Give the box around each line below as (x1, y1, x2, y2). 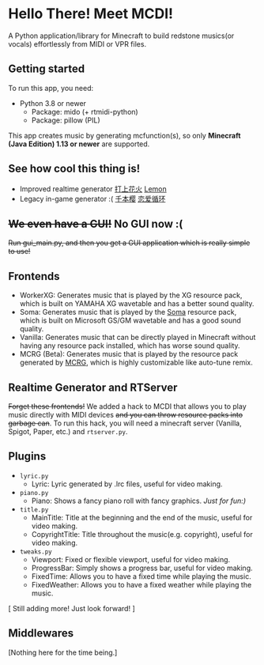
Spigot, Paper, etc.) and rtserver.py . (8, 427, 128, 436)
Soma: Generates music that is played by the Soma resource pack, (19, 308, 237, 317)
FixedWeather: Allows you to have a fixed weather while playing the (31, 580, 252, 589)
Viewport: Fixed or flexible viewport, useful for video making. (31, 554, 231, 564)
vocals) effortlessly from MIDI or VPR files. (8, 39, 147, 48)
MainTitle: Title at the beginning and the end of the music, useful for (31, 512, 253, 522)
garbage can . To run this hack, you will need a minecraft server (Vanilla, (8, 418, 243, 428)
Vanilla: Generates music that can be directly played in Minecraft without (19, 333, 256, 342)
